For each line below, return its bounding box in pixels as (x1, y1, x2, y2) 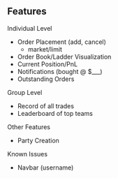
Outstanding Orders (17, 75, 75, 83)
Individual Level (7, 24, 52, 32)
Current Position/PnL (17, 59, 78, 68)
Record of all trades (17, 101, 75, 110)
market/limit (27, 45, 63, 53)
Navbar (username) (17, 163, 74, 172)
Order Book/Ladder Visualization (17, 52, 112, 61)
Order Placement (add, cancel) (17, 38, 107, 46)
